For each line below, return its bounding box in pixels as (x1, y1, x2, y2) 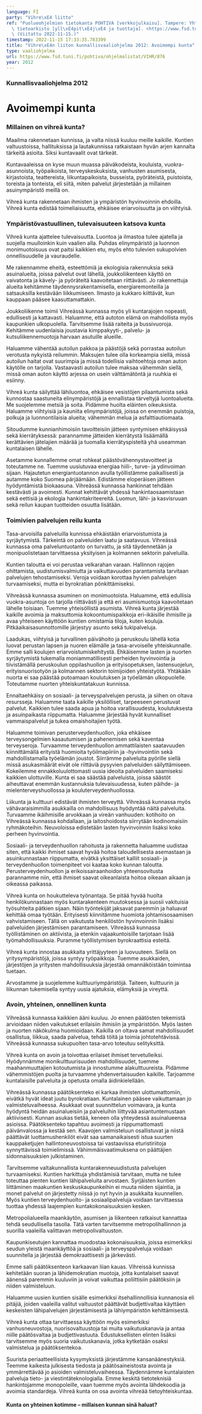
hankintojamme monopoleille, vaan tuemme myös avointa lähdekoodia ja (6, 1381, 186, 1388)
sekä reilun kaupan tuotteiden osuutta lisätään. (6, 501, 122, 508)
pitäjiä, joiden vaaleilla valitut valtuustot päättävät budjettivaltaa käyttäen (6, 1300, 186, 1307)
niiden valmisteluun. (6, 1282, 56, 1289)
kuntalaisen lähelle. (6, 445, 54, 452)
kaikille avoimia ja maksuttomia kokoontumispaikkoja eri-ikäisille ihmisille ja (6, 611, 192, 618)
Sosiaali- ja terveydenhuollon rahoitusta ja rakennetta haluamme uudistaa (6, 842, 188, 849)
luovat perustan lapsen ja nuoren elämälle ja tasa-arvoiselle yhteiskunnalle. (6, 641, 192, 649)
